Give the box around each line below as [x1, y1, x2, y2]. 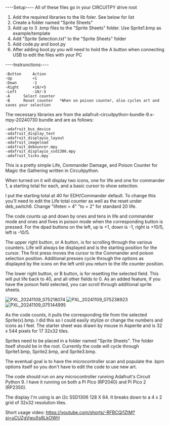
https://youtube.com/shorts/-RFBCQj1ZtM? [46, 409, 135, 415]
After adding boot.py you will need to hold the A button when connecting [12, 47, 164, 52]
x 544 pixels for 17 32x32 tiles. [5, 328, 69, 334]
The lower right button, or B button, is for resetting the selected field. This [5, 271, 159, 276]
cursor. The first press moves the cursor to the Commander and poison [5, 250, 154, 256]
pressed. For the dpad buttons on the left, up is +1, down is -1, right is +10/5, [5, 224, 164, 230]
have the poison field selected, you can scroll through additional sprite [5, 281, 152, 287]
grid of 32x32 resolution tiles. [5, 400, 67, 405]
